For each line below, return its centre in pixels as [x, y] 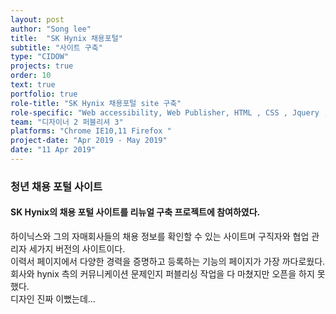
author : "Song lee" [51, 29]
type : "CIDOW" [40, 57]
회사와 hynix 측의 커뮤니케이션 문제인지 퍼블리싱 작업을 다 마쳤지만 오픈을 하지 [162, 274]
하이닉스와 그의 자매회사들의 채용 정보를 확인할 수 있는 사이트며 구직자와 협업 [160, 236]
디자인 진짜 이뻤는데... [53, 299]
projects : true [42, 66]
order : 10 [31, 76]
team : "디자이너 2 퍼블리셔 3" [67, 122]
